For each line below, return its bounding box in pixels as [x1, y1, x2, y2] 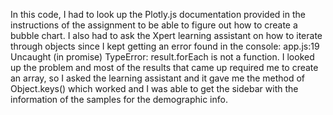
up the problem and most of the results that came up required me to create [10, 62, 319, 73]
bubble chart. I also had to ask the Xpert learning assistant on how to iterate [10, 30, 323, 41]
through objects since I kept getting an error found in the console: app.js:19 [10, 40, 320, 52]
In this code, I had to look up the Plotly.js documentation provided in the [10, 9, 306, 20]
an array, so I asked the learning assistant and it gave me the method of [10, 72, 306, 84]
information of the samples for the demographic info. [10, 94, 228, 105]
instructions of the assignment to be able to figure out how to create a [10, 19, 298, 31]
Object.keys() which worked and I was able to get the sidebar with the [10, 83, 299, 94]
